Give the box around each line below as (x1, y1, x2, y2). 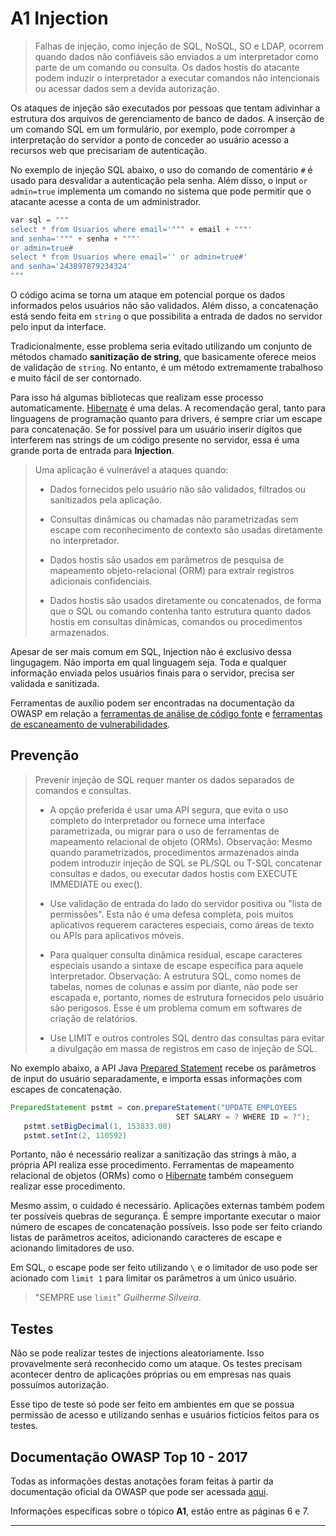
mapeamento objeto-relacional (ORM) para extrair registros (49, 565, 295, 577)
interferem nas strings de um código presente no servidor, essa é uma (10, 434, 300, 446)
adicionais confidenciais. (49, 575, 153, 587)
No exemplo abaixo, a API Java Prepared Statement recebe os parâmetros (10, 1062, 317, 1074)
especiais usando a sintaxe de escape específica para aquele (49, 959, 304, 971)
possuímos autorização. (10, 1379, 110, 1391)
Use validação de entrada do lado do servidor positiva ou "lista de (49, 897, 323, 909)
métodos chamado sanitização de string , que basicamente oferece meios (10, 351, 317, 363)
